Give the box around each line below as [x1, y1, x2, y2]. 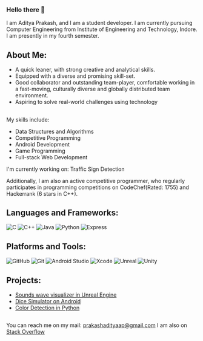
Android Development [15, 140, 70, 148]
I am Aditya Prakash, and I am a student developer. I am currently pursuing [6, 19, 193, 27]
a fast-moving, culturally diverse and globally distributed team [15, 85, 170, 93]
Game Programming [15, 147, 65, 154]
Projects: [6, 275, 41, 285]
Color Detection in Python [15, 304, 80, 311]
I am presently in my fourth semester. [6, 32, 99, 40]
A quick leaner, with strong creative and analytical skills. [15, 66, 156, 74]
